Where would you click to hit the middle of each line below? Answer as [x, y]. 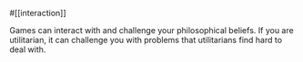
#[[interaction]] [38, 13]
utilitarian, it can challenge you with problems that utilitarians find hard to [146, 40]
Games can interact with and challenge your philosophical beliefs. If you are [151, 30]
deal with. [28, 49]
